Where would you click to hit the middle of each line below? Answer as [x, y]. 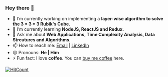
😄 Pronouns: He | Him [36, 53]
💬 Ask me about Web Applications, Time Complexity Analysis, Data [84, 35]
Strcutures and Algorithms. [42, 40]
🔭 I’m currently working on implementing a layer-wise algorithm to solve [88, 19]
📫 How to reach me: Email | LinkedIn [51, 45]
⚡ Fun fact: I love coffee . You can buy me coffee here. [68, 58]
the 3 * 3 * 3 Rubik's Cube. [41, 24]
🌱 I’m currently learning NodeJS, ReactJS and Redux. [68, 29]
